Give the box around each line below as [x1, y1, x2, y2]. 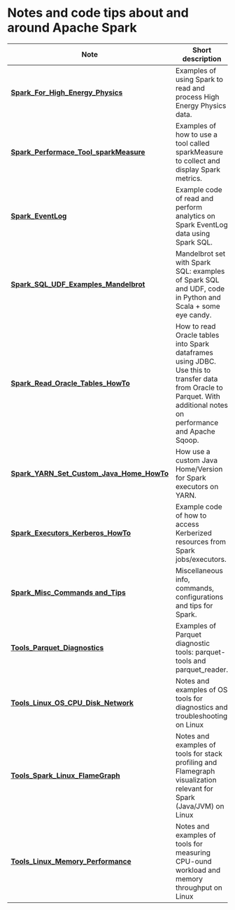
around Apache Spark [7, 20, 138, 36]
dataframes [175, 347, 213, 357]
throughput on [175, 883, 222, 892]
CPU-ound [175, 856, 212, 866]
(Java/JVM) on [175, 801, 225, 811]
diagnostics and [175, 702, 229, 712]
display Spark [175, 165, 220, 174]
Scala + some [175, 301, 220, 311]
